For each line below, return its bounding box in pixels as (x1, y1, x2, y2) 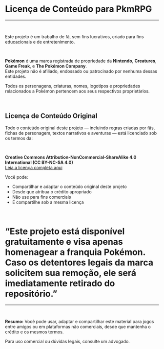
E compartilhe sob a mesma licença (12, 199, 84, 205)
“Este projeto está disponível (5, 226, 125, 237)
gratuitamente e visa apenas (5, 236, 123, 247)
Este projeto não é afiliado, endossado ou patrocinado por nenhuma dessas (5, 68, 158, 74)
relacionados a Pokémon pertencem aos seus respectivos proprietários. (5, 88, 150, 94)
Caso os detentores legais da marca (5, 257, 154, 268)
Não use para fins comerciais (12, 194, 72, 200)
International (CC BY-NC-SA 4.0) (5, 159, 73, 165)
